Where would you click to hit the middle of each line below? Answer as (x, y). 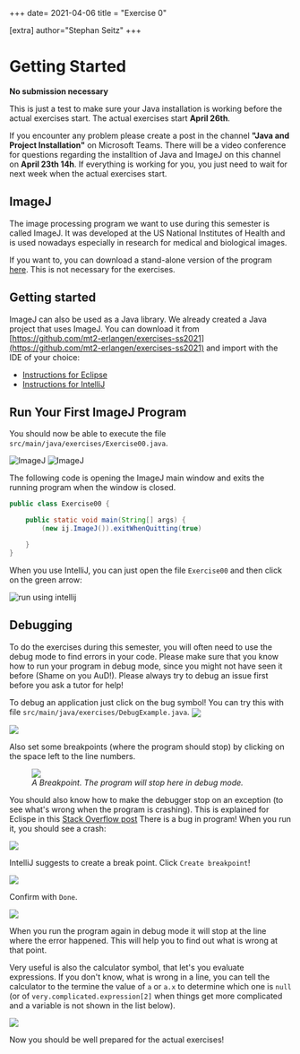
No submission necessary (59, 91)
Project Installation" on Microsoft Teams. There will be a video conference (148, 145)
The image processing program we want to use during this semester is (140, 223)
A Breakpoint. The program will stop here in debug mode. (137, 782)
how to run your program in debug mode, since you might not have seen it (146, 666)
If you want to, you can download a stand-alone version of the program (141, 260)
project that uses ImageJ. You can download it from (104, 328)
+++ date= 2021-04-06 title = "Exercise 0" (88, 13)
